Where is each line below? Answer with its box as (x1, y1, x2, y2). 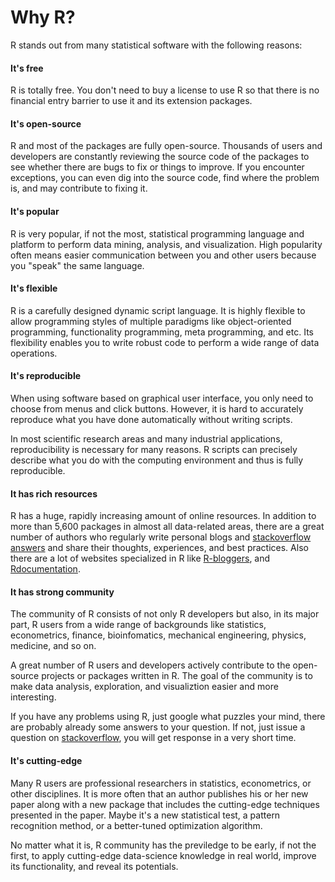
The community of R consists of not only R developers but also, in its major (10, 608, 320, 620)
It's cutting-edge (10, 754, 83, 766)
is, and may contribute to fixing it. (10, 182, 148, 195)
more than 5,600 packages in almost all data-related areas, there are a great (10, 521, 325, 533)
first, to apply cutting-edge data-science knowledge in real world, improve (10, 849, 317, 861)
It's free (10, 62, 44, 74)
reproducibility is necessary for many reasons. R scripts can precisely (10, 443, 298, 455)
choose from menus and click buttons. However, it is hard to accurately (10, 402, 304, 415)
